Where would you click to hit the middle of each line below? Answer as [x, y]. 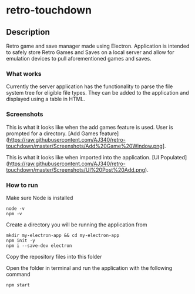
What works [24, 73]
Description [28, 32]
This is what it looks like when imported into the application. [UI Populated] [97, 157]
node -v [16, 208]
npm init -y [21, 240]
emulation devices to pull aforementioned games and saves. [79, 59]
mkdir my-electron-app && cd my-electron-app [63, 235]
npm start [18, 285]
